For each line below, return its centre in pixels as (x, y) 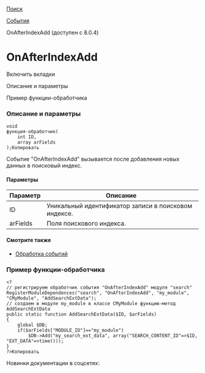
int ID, (27, 137)
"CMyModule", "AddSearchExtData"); (52, 298)
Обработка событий (41, 254)
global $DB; (32, 325)
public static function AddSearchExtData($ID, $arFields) (81, 314)
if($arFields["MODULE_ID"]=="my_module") (70, 330)
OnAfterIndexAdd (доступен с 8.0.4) (52, 32)
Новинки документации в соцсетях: (53, 363)
